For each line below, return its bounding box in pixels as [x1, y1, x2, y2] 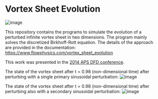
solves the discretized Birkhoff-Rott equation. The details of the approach [5, 39, 153, 45]
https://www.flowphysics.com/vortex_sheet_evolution [5, 50, 113, 56]
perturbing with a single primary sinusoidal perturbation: [5, 74, 119, 79]
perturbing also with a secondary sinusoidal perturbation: [5, 88, 121, 94]
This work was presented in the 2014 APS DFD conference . [5, 59, 125, 65]
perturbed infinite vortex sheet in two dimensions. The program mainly [5, 34, 147, 40]
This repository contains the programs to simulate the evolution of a [5, 29, 142, 35]
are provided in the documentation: [5, 44, 76, 50]
